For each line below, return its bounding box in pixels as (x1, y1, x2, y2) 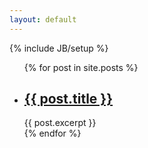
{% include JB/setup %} (9, 42, 109, 54)
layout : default (9, 14, 77, 25)
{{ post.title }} (23, 91, 114, 108)
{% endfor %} (23, 127, 82, 140)
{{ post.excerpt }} (23, 117, 97, 129)
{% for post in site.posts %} (23, 61, 139, 73)
